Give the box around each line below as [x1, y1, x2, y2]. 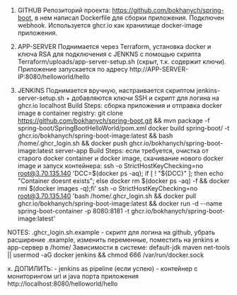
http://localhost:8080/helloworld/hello [7, 279, 118, 288]
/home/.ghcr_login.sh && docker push [17, 139, 128, 147]
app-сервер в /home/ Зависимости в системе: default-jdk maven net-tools [7, 243, 231, 251]
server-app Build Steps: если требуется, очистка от [54, 147, 209, 155]
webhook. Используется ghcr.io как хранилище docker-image [17, 21, 203, 29]
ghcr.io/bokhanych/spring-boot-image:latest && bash [17, 131, 173, 140]
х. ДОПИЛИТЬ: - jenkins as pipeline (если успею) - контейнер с [7, 265, 198, 272]
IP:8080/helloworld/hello [17, 72, 90, 81]
